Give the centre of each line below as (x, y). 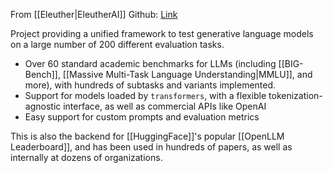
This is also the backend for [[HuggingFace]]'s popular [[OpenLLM (147, 136)
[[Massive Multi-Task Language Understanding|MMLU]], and (187, 74)
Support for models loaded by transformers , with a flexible (145, 95)
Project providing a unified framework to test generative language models (162, 33)
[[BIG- (291, 63)
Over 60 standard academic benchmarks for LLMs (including (150, 63)
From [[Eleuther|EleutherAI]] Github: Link (94, 14)
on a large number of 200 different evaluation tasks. (117, 44)
